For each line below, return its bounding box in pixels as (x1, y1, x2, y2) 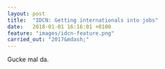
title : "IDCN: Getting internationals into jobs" (7, 17, 159, 24)
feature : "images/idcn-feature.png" (7, 29, 114, 37)
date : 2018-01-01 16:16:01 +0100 (7, 23, 112, 30)
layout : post (7, 10, 46, 17)
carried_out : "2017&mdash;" (7, 36, 90, 43)
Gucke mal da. (7, 55, 49, 63)
